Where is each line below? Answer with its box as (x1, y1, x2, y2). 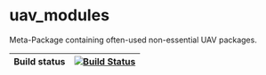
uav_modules (9, 5, 109, 26)
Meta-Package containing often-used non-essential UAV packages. (9, 34, 258, 45)
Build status (13, 55, 66, 67)
